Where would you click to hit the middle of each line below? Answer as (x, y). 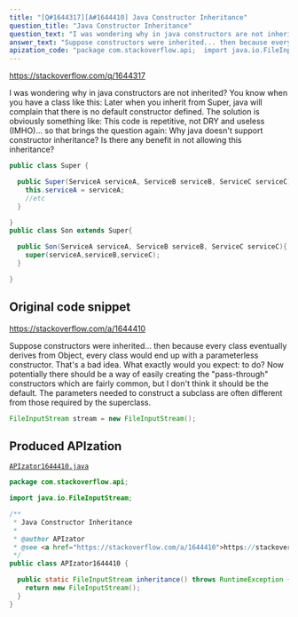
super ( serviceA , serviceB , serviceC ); (93, 255)
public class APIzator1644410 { (69, 564)
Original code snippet (70, 307)
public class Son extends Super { (71, 231)
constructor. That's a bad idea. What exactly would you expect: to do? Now (147, 364)
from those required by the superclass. (80, 402)
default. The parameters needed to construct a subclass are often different (146, 392)
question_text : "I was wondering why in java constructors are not (137, 34)
